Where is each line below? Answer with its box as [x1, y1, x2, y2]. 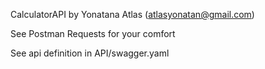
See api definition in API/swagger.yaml [10, 47, 170, 59]
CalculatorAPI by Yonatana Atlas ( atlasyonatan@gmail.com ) [10, 9, 255, 20]
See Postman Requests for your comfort [10, 28, 176, 39]
